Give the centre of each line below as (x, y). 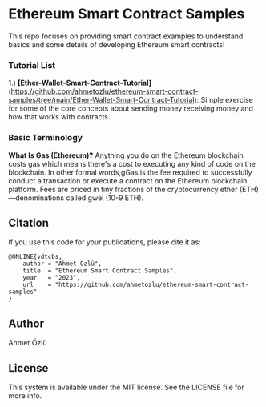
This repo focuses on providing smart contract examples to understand (126, 36)
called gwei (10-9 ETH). (105, 198)
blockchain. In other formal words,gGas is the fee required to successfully (130, 172)
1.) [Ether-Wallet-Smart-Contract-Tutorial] (80, 83)
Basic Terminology (45, 138)
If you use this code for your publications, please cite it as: (105, 242)
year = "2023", (52, 278)
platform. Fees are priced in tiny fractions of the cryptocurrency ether (123, 189)
